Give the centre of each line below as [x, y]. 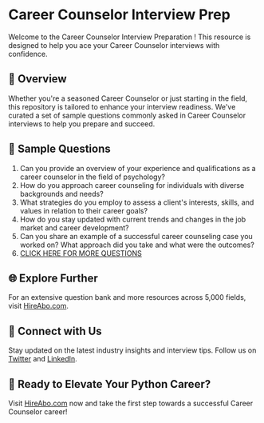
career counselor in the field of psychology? [93, 177]
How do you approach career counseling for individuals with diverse [132, 185]
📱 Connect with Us [55, 331]
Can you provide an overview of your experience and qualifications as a [138, 168]
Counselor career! [38, 412]
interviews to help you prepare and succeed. [82, 124]
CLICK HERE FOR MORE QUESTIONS [81, 253]
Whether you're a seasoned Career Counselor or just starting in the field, [128, 98]
